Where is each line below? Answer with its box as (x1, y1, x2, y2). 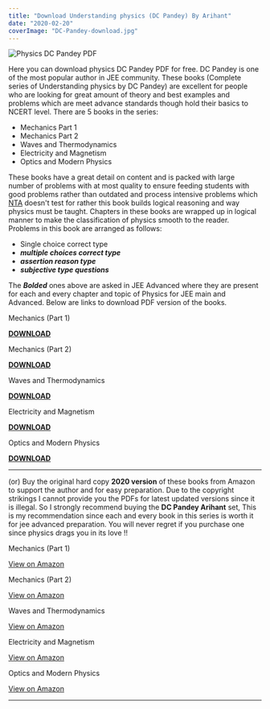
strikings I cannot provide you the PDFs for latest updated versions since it (8, 494, 256, 504)
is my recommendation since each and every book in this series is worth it (8, 511, 254, 521)
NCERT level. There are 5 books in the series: (8, 107, 159, 117)
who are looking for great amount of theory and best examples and (8, 90, 231, 100)
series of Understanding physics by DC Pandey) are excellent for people (8, 81, 248, 91)
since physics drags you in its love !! (8, 528, 129, 538)
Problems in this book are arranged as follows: (8, 224, 162, 233)
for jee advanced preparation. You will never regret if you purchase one (8, 520, 245, 530)
